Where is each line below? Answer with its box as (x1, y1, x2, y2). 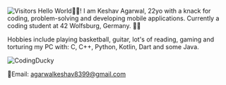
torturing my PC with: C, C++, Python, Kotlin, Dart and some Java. (7, 43, 199, 51)
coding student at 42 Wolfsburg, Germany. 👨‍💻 (7, 22, 141, 30)
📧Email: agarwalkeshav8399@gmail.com (7, 70, 126, 78)
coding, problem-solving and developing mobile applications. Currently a (7, 14, 220, 22)
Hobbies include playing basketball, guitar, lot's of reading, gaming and (7, 35, 215, 44)
